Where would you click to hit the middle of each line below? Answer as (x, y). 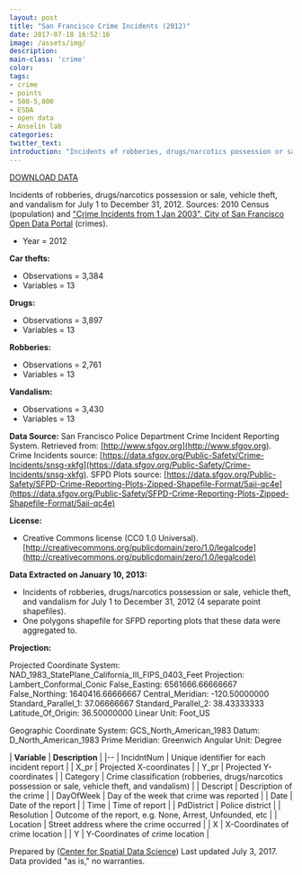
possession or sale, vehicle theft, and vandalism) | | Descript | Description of (151, 786)
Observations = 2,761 (62, 365)
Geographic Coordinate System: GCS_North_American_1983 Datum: (135, 730)
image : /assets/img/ (48, 43)
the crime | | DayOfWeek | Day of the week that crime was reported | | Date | (151, 795)
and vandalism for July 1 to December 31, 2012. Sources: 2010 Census (139, 204)
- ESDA (22, 110)
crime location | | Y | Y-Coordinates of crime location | (109, 834)
